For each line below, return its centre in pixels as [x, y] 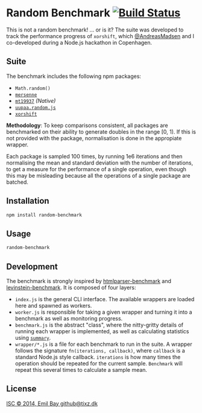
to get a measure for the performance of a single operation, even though [96, 169]
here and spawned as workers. [53, 305]
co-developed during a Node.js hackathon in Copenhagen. [79, 42]
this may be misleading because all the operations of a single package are [98, 175]
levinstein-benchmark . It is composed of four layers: [71, 287]
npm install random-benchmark [44, 215]
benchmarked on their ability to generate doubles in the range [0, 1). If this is [101, 132]
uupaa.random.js [35, 108]
